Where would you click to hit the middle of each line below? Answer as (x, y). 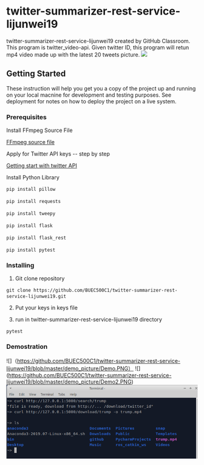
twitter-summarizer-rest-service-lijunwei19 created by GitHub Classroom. (98, 41)
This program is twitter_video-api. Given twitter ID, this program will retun (98, 47)
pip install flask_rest (36, 238)
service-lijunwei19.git (36, 297)
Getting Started (36, 74)
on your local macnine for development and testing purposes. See (89, 95)
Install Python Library (33, 177)
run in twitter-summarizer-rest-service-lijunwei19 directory (89, 320)
